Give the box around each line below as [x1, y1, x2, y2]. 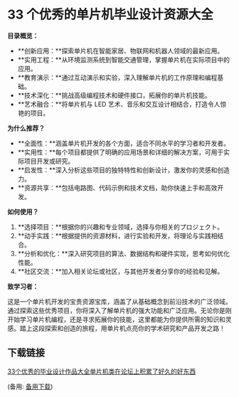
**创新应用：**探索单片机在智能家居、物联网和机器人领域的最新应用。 [17, 46, 224, 55]
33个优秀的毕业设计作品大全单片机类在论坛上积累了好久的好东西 [7, 367, 196, 376]
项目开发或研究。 [23, 157, 75, 165]
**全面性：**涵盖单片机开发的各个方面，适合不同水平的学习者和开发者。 [17, 139, 230, 147]
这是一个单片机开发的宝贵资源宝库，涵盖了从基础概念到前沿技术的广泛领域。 [7, 297, 232, 306]
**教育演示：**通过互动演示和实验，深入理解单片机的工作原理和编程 [17, 73, 218, 82]
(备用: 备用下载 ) [7, 382, 53, 391]
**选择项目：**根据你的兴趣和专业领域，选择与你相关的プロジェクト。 [17, 222, 224, 231]
